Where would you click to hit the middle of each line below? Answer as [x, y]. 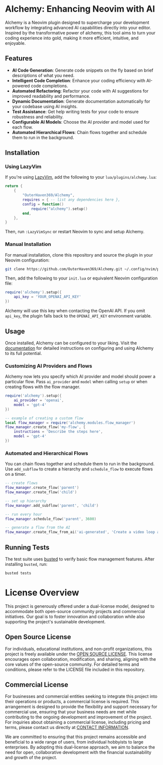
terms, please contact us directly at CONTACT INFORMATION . [67, 728]
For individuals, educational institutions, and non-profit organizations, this [79, 649]
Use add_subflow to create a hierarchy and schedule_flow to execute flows [79, 469]
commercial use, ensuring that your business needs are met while [71, 712]
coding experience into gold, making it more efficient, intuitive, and [72, 38]
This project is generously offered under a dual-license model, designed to [80, 606]
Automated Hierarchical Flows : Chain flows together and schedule [79, 132]
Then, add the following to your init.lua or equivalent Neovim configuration [81, 278]
